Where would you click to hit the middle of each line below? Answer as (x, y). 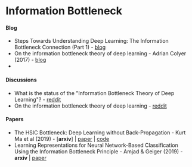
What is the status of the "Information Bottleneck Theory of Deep (94, 93)
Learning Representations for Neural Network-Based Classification (96, 145)
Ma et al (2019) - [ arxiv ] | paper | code (62, 138)
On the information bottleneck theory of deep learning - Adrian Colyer (100, 53)
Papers (15, 119)
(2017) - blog (30, 60)
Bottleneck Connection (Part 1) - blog (60, 47)
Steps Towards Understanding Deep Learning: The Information (92, 41)
